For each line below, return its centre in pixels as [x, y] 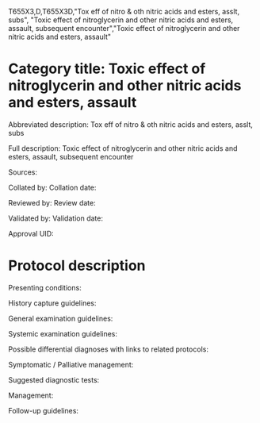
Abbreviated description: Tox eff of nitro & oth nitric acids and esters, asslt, [131, 124]
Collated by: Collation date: [52, 187]
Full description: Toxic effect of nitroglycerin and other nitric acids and [123, 148]
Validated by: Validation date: [55, 218]
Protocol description [77, 266]
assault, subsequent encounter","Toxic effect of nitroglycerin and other [124, 28]
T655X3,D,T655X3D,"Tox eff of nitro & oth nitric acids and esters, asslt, [124, 12]
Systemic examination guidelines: [63, 333]
